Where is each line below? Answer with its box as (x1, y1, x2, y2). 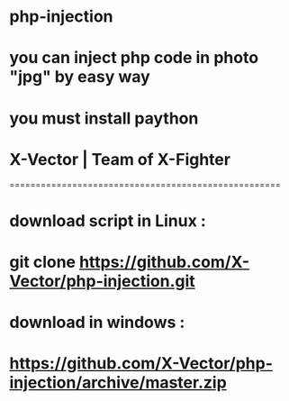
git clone (9, 251, 77, 272)
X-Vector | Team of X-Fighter (9, 149, 231, 169)
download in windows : (9, 313, 185, 333)
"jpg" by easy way (9, 67, 150, 87)
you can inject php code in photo (9, 48, 259, 68)
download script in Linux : (9, 210, 207, 231)
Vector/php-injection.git (9, 270, 195, 291)
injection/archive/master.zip (9, 372, 227, 393)
